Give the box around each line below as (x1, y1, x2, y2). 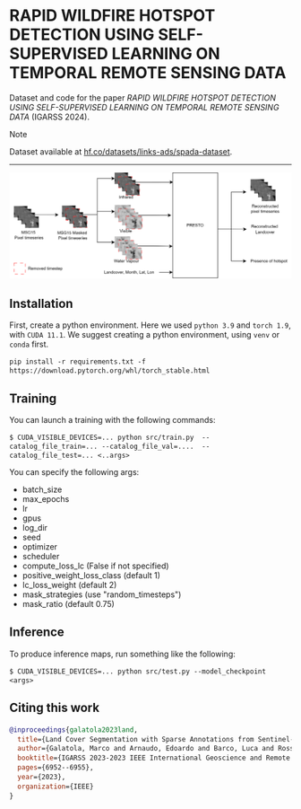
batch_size (21, 484, 63, 495)
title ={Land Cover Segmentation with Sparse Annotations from (17, 734, 254, 743)
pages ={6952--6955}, (17, 763, 94, 772)
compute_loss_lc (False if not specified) (21, 560, 169, 571)
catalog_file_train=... (9, 442, 99, 452)
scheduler (21, 551, 60, 562)
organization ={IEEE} (17, 782, 94, 791)
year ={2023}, (17, 773, 66, 782)
